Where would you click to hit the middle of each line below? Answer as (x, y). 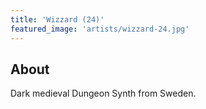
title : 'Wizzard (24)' (57, 19)
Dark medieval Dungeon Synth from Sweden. (103, 93)
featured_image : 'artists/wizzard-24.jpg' (100, 29)
